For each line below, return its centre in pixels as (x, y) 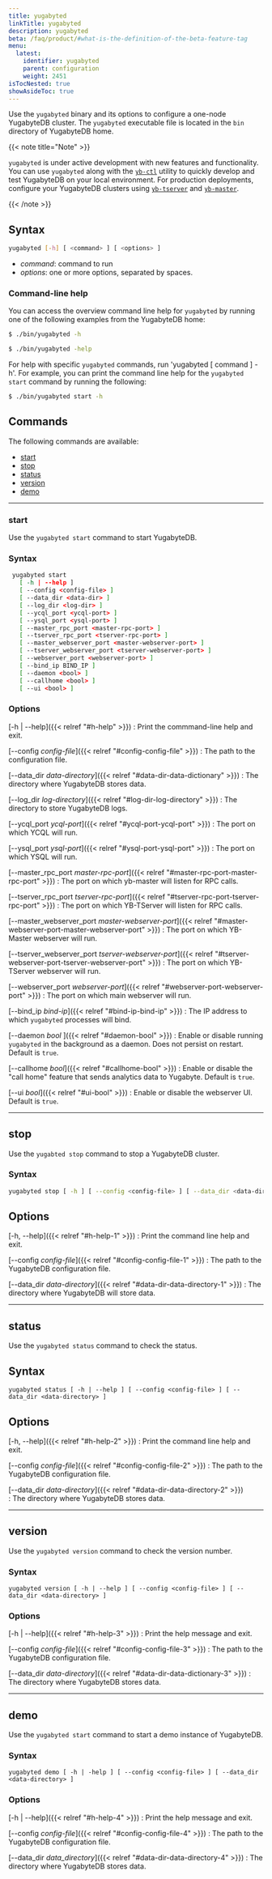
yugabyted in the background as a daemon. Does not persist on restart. (126, 1044)
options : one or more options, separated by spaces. (106, 273)
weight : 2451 (45, 76)
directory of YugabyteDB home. (61, 131)
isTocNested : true (39, 83)
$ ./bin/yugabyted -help (50, 349)
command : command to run (66, 264)
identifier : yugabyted (61, 62)
